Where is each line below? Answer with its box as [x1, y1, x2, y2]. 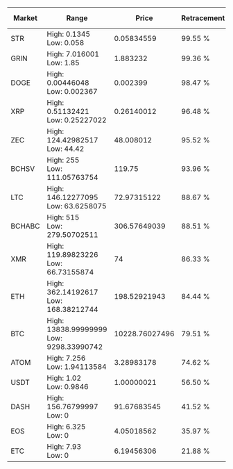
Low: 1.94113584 [46, 362, 107, 371]
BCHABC [10, 222, 40, 231]
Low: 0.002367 [46, 87, 98, 96]
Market [12, 13, 38, 23]
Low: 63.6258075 [46, 201, 107, 211]
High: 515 [46, 213, 80, 222]
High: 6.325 [46, 422, 86, 431]
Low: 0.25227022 [46, 115, 107, 124]
